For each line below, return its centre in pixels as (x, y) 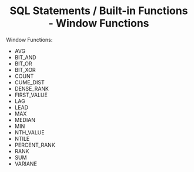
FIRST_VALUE (31, 95)
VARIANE (26, 164)
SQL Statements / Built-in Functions (99, 11)
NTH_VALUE (30, 132)
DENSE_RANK (31, 88)
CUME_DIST (30, 82)
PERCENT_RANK (35, 145)
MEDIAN (25, 120)
